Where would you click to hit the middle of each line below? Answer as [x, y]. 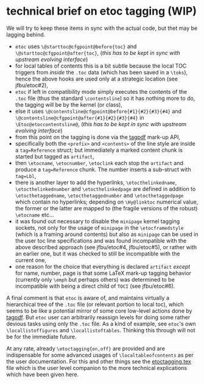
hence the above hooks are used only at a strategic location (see [97, 79]
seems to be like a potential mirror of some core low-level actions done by [99, 311]
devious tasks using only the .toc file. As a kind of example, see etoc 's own [101, 324]
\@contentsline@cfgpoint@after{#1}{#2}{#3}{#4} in [79, 118]
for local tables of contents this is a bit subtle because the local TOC [101, 66]
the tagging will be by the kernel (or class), [69, 104]
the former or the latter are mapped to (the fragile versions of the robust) [106, 208]
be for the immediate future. [42, 336]
